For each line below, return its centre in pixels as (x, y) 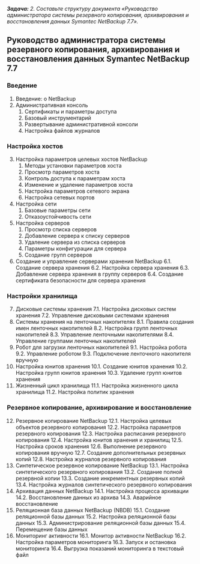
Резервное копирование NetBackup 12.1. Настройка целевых (93, 420)
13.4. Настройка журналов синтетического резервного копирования (104, 484)
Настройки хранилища (42, 296)
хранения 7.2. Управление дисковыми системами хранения (92, 315)
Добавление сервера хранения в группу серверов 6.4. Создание (99, 274)
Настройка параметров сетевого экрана (77, 191)
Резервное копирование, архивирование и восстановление (99, 408)
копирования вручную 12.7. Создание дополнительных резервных (101, 452)
